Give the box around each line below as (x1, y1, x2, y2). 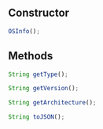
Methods (8, 49, 53, 63)
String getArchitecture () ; (8, 99, 97, 107)
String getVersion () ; (8, 85, 79, 93)
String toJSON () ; (8, 113, 65, 121)
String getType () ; (8, 70, 68, 78)
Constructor (8, 6, 69, 20)
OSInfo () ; (8, 27, 41, 35)
